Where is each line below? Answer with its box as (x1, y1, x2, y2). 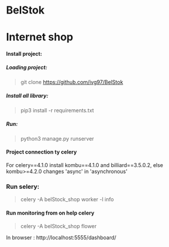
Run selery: (6, 183, 40, 191)
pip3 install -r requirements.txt (20, 106, 94, 114)
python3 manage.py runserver (20, 135, 94, 142)
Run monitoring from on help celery (6, 209, 95, 216)
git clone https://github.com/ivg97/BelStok (20, 78, 123, 85)
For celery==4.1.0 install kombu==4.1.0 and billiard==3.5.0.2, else (6, 162, 163, 169)
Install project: (6, 50, 42, 57)
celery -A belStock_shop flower (20, 222, 97, 229)
